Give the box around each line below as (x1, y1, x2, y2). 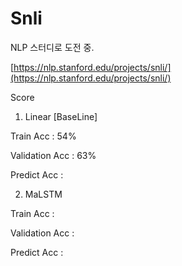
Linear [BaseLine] (24, 110, 98, 122)
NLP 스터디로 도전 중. (10, 41, 95, 53)
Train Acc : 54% (10, 130, 77, 142)
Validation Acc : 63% (10, 149, 97, 161)
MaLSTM (24, 188, 63, 200)
